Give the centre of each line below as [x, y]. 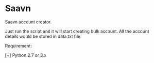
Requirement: [18, 46]
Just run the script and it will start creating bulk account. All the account [77, 31]
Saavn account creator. [28, 22]
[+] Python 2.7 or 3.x [26, 55]
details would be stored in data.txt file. [43, 36]
